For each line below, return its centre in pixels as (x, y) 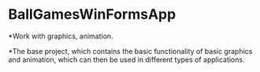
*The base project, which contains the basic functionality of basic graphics (130, 51)
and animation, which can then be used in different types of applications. (126, 59)
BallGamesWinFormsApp (92, 14)
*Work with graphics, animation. (61, 36)
